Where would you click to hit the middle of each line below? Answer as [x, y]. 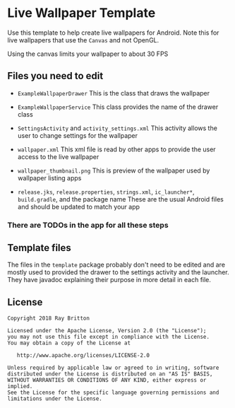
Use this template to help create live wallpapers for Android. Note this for [113, 33]
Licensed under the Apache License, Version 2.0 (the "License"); [107, 331]
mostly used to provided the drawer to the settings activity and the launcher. [118, 272]
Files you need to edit [55, 76]
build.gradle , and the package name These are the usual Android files [120, 199]
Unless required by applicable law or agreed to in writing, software [113, 368]
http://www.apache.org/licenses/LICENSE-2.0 [83, 356]
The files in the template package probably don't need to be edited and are [116, 265]
